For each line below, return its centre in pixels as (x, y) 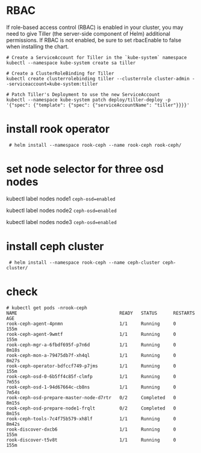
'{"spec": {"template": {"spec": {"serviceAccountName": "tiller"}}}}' (98, 105)
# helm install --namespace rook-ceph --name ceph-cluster (85, 262)
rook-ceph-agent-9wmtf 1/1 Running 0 (91, 334)
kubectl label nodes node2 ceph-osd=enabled (62, 210)
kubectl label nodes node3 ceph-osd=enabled (62, 222)
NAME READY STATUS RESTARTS (101, 313)
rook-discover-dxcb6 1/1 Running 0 (91, 429)
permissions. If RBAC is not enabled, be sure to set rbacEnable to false (94, 40)
